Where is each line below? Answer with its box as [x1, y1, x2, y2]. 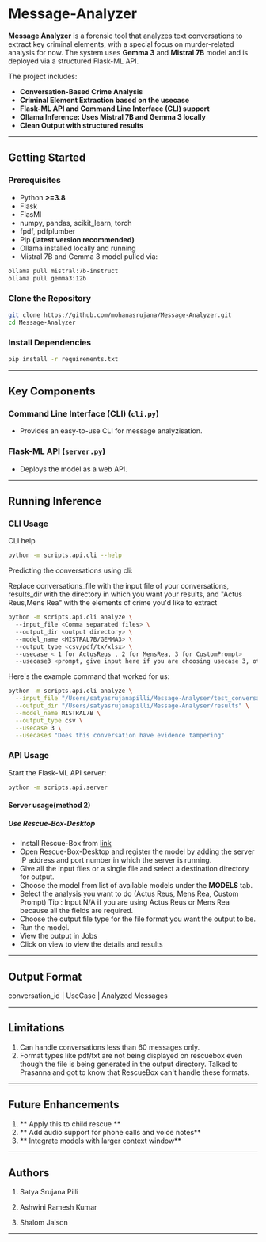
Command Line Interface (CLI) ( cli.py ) [8, 408, 160, 419]
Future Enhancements [8, 1098, 120, 1111]
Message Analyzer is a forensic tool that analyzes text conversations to [8, 31, 243, 40]
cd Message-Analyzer [8, 318, 77, 326]
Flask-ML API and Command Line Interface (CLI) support [19, 104, 210, 113]
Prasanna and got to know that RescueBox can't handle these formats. [19, 1067, 250, 1077]
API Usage [8, 750, 49, 761]
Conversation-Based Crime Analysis [19, 86, 143, 96]
